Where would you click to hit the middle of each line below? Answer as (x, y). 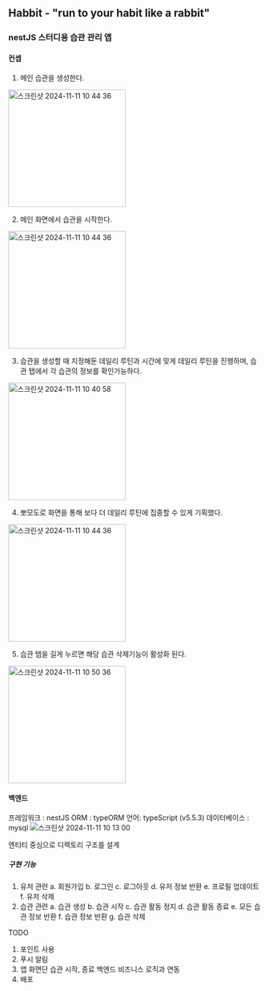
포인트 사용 (37, 949)
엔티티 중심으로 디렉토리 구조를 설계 (64, 844)
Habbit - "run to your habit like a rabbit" (109, 13)
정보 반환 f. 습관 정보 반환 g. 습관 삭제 (87, 916)
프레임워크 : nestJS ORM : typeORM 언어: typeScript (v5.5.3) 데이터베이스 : (129, 818)
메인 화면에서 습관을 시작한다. (66, 219)
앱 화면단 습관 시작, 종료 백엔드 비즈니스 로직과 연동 (100, 969)
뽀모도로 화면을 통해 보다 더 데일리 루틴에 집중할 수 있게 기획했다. (121, 512)
